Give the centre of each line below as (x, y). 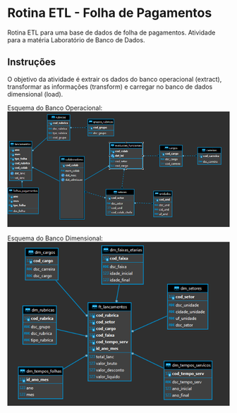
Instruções (32, 62)
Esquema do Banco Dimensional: (55, 238)
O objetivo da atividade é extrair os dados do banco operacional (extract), (115, 79)
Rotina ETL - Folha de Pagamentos (110, 13)
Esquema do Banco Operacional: (55, 108)
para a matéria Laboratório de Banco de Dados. (76, 39)
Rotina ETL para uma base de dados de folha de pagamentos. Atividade (111, 32)
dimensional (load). (35, 94)
